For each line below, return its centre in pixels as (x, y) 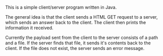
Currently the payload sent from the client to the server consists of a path (82, 38)
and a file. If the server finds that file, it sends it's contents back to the (78, 43)
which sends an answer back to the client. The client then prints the (76, 22)
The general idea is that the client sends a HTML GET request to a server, (82, 17)
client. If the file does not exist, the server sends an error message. (75, 48)
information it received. (30, 28)
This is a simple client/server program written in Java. (61, 7)
